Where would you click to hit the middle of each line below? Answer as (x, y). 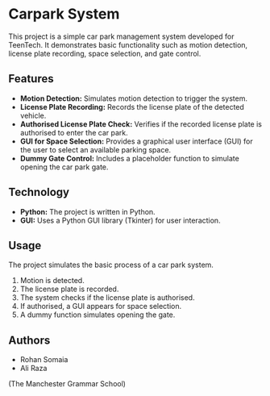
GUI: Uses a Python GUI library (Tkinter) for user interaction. (120, 220)
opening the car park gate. (64, 167)
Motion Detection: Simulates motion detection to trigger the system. (134, 98)
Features (31, 79)
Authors (29, 340)
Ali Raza (33, 369)
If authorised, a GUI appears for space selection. (101, 306)
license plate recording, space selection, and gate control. (105, 53)
